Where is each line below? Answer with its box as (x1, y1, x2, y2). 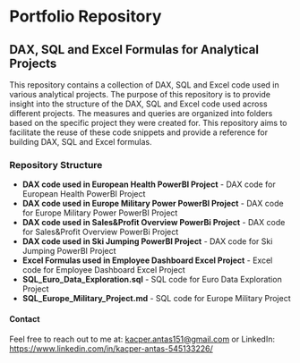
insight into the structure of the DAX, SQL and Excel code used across (9, 98, 268, 109)
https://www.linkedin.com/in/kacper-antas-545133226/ (9, 342, 213, 354)
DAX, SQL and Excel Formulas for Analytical (9, 42, 260, 57)
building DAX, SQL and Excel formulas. (9, 137, 152, 147)
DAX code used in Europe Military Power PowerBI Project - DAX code (21, 198, 284, 209)
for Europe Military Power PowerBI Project (21, 207, 178, 218)
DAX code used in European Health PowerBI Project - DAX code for (21, 179, 276, 190)
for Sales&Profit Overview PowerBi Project (21, 226, 179, 238)
